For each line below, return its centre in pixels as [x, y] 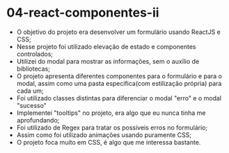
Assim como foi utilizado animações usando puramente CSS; [104, 135]
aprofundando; [38, 120]
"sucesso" [31, 105]
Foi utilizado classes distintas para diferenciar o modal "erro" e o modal [119, 98]
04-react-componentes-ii [83, 13]
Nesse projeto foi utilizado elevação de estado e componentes [106, 46]
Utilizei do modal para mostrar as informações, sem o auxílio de [108, 61]
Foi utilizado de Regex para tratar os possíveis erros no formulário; [112, 127]
